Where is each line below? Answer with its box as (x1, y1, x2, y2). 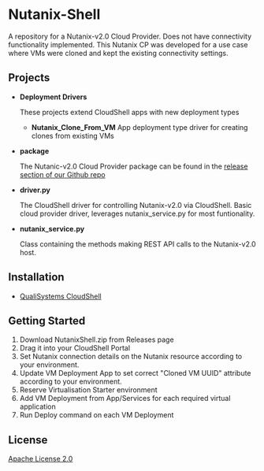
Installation (8, 270, 65, 284)
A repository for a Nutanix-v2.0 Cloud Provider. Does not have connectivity (8, 32, 252, 41)
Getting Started (8, 313, 86, 328)
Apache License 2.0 (8, 454, 73, 464)
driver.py (19, 185, 51, 195)
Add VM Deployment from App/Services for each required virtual (19, 394, 231, 403)
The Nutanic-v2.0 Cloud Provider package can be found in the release (19, 161, 248, 171)
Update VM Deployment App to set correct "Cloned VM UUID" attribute (19, 369, 251, 378)
